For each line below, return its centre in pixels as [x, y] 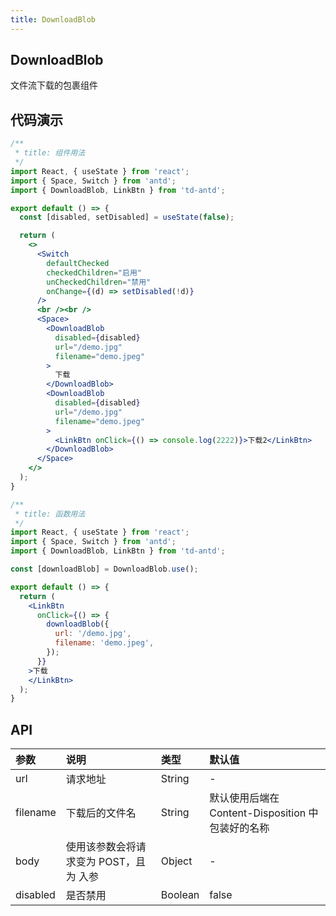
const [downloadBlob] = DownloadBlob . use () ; [104, 569]
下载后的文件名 [101, 813]
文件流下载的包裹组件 [54, 85]
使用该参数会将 [101, 847]
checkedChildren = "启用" [94, 272]
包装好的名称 [239, 828]
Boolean [180, 895]
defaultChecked [78, 263]
